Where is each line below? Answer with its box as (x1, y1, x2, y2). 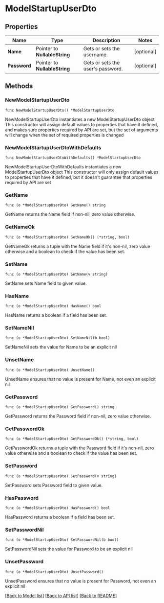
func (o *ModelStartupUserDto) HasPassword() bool (5, 505, 110, 510)
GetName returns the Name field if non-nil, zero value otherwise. (5, 211, 136, 217)
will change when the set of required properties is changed (5, 132, 124, 138)
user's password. (83, 66, 123, 72)
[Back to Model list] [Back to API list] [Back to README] (5, 593, 117, 599)
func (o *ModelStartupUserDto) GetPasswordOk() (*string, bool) (5, 437, 139, 441)
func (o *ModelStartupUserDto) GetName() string (5, 203, 106, 208)
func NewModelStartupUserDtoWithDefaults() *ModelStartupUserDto (5, 155, 141, 160)
